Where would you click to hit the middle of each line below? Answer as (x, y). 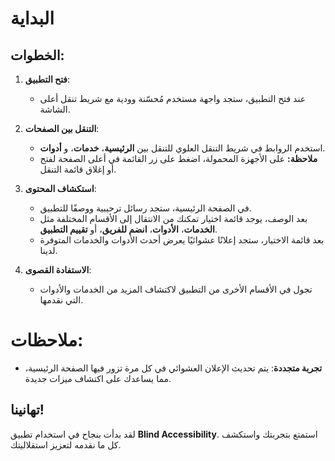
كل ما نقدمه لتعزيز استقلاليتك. (66, 444)
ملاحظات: (47, 340)
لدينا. (48, 250)
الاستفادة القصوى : (58, 270)
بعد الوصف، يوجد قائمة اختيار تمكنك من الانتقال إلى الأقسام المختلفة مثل (173, 218)
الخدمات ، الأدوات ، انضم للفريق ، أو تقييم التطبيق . (128, 229)
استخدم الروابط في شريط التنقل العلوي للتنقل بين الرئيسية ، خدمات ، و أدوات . (182, 148)
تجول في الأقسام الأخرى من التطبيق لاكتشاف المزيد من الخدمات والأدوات (176, 289)
